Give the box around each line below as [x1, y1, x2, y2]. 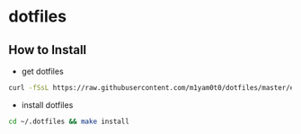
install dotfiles [21, 99, 74, 110]
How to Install [8, 42, 87, 58]
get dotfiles [21, 66, 64, 76]
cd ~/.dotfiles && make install [8, 117, 129, 126]
